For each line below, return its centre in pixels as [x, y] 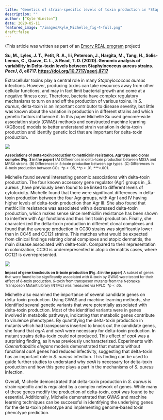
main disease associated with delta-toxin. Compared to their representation [81, 244]
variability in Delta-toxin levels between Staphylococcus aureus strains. [79, 66]
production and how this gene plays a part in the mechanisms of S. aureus [79, 367]
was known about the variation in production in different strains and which [79, 111]
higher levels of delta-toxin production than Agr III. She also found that [75, 203]
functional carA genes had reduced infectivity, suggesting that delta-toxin [79, 351]
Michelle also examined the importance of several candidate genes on [75, 294]
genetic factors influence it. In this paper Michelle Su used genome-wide [78, 117]
